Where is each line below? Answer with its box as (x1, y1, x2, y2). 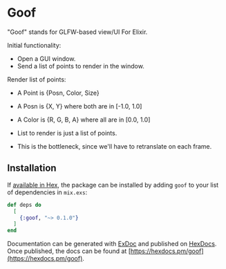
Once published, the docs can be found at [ (7, 247, 131, 255)
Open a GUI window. (17, 54, 76, 63)
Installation (7, 163, 57, 174)
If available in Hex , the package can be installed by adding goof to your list (7, 180, 219, 189)
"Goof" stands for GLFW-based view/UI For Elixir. (7, 28, 148, 36)
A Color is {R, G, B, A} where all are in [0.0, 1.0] (17, 115, 151, 124)
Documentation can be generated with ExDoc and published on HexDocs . (7, 240, 217, 248)
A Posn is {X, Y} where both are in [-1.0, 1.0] (17, 102, 142, 110)
